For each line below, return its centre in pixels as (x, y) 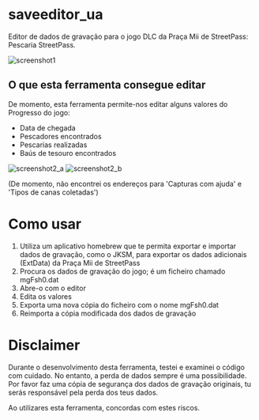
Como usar (45, 224)
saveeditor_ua (56, 15)
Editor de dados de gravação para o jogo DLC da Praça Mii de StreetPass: (128, 36)
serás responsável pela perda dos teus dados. (83, 392)
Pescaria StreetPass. (42, 44)
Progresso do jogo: (39, 112)
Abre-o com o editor (53, 288)
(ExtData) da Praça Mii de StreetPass (80, 263)
